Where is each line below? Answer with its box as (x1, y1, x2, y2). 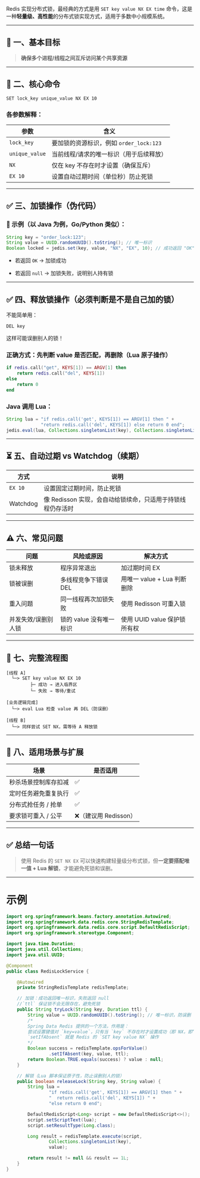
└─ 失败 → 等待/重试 (30, 688, 76, 694)
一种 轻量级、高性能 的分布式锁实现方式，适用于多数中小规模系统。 (6, 13, 168, 20)
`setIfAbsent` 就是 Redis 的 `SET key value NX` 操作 (27, 1034, 160, 1041)
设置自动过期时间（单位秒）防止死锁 (51, 172, 154, 180)
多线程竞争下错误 (60, 576, 108, 584)
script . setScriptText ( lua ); (27, 1116, 97, 1123)
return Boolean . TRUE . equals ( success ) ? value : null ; (27, 1056, 164, 1062)
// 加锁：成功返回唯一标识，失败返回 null (17, 995, 110, 1002)
